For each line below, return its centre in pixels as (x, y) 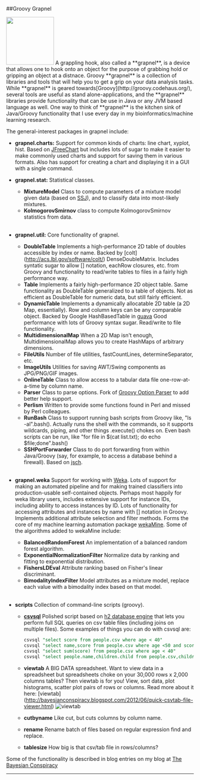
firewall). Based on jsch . (53, 462)
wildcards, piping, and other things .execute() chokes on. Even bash (107, 430)
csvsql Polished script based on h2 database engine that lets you (104, 616)
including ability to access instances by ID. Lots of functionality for (96, 505)
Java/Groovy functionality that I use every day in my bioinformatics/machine (100, 113)
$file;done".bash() (46, 443)
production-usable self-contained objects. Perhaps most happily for (98, 493)
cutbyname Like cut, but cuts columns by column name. (93, 718)
